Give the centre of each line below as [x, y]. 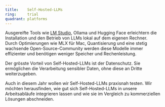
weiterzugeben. [21, 74]
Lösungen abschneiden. [30, 99]
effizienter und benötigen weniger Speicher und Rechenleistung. [71, 54]
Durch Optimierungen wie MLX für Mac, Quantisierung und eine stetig [76, 43]
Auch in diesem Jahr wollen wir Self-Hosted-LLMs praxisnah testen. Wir [79, 83]
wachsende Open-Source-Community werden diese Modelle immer [74, 49]
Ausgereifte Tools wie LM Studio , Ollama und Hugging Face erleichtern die [81, 33]
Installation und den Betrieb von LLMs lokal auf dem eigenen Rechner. [76, 38]
